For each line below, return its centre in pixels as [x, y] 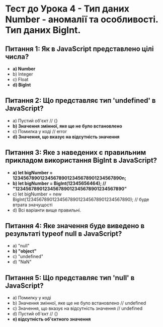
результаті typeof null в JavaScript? [64, 234]
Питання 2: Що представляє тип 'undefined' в [80, 101]
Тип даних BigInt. [43, 30]
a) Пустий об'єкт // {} [35, 120]
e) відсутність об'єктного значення [52, 319]
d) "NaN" [22, 262]
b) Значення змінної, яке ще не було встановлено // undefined [79, 303]
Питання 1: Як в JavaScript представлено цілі [79, 49]
